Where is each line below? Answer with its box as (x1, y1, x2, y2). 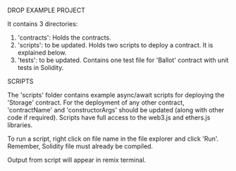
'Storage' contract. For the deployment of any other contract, (7, 98, 185, 107)
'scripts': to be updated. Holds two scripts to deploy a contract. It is (17, 41, 213, 49)
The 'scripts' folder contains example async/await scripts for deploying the (7, 91, 225, 99)
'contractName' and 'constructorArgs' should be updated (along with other (7, 106, 225, 114)
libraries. (7, 121, 33, 129)
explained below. (17, 49, 67, 57)
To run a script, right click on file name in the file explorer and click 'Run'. (7, 134, 219, 143)
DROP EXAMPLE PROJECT (7, 6, 86, 14)
